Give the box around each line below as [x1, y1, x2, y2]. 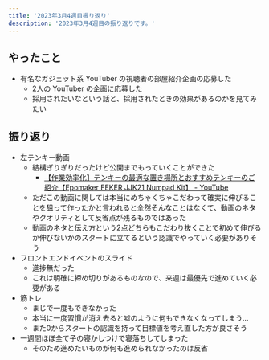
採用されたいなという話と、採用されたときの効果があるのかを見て [31, 94, 251, 104]
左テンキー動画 [19, 153, 70, 162]
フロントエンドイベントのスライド [19, 253, 133, 263]
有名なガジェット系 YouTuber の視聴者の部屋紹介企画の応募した [19, 74, 232, 84]
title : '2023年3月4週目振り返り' [8, 11, 111, 20]
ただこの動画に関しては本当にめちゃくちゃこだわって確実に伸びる [31, 193, 251, 202]
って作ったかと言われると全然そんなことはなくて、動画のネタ [53, 202, 257, 213]
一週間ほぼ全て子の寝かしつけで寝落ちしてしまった [19, 333, 189, 343]
